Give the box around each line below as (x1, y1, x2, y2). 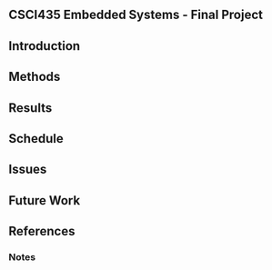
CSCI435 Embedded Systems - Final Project (8, 7, 263, 23)
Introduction (8, 38, 81, 54)
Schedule (8, 131, 65, 146)
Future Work (8, 193, 81, 208)
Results (8, 100, 53, 115)
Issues (8, 162, 47, 177)
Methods (8, 69, 61, 85)
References (8, 224, 76, 239)
